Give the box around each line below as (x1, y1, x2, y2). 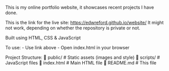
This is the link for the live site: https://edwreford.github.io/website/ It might (5, 20, 164, 25)
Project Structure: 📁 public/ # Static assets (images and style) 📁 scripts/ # (5, 54, 160, 60)
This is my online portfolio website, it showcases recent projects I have (5, 5, 154, 10)
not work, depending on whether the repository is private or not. (5, 25, 140, 31)
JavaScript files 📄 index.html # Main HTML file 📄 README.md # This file (5, 60, 157, 65)
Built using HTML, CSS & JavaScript (5, 35, 81, 41)
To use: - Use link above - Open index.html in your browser (5, 45, 130, 50)
